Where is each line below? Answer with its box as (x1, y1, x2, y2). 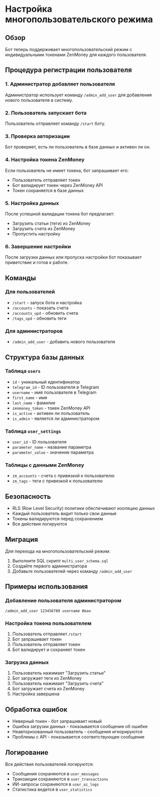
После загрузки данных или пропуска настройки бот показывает (5, 254, 142, 260)
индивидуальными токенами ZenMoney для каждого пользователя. (5, 52, 147, 58)
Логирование (5, 748, 49, 757)
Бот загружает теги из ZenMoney (12, 675, 82, 681)
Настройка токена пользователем (5, 620, 92, 626)
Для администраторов (5, 327, 63, 334)
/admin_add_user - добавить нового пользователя (12, 339, 115, 345)
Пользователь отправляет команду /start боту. (5, 120, 106, 126)
